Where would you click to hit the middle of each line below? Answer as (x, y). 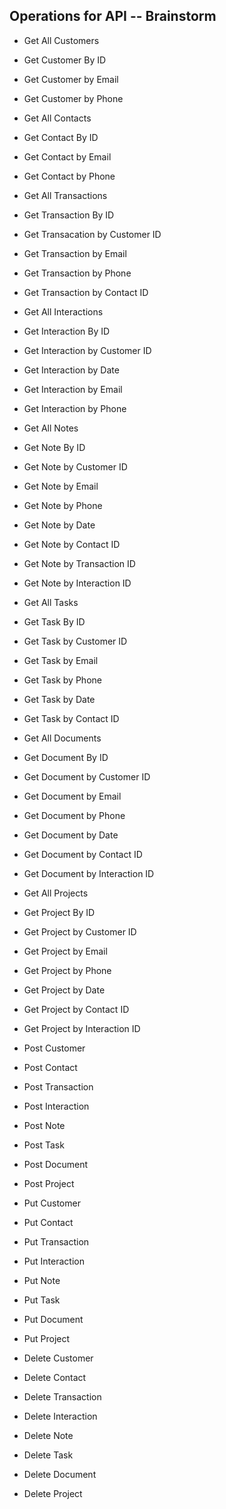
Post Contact (50, 1067)
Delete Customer (58, 1358)
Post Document (56, 1164)
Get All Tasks (51, 602)
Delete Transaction (62, 1396)
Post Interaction (56, 1106)
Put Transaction (56, 1241)
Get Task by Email (61, 660)
